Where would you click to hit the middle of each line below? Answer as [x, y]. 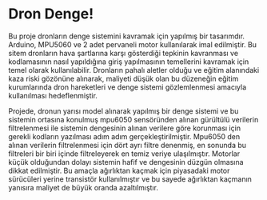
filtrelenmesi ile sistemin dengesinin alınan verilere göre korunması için [125, 128]
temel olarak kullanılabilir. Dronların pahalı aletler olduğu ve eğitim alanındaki [134, 70]
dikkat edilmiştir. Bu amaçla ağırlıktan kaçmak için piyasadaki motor [119, 170]
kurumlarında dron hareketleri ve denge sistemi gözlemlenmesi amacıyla [128, 87]
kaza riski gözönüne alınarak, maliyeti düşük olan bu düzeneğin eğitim [124, 78]
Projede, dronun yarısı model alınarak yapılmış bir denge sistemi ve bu [124, 111]
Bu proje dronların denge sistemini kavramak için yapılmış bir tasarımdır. [127, 36]
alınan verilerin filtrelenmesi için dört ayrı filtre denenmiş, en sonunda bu [127, 145]
